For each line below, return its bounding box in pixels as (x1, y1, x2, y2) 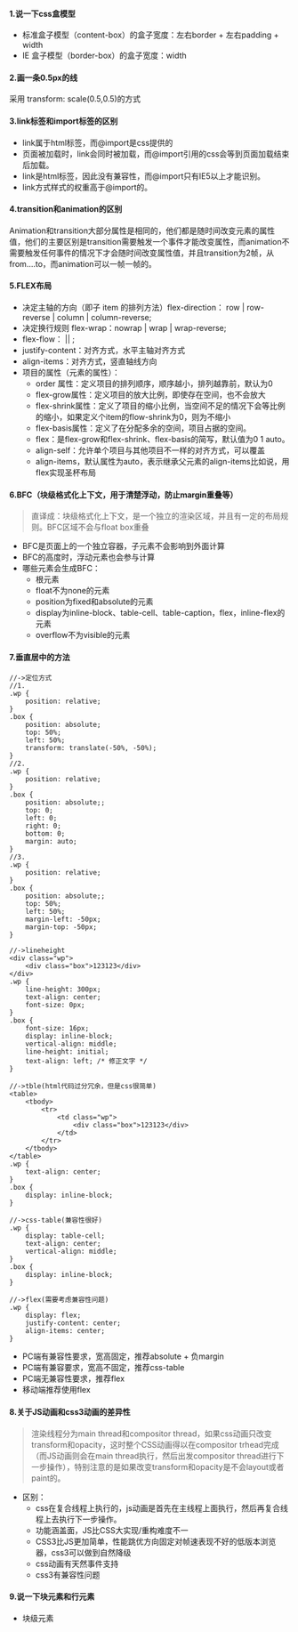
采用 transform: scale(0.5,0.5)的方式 (9, 93, 141, 104)
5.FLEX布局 (9, 280, 52, 291)
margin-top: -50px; (25, 923, 98, 932)
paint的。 (30, 1473, 66, 1483)
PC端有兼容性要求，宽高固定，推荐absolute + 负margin (21, 1351, 225, 1361)
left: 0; (25, 814, 58, 823)
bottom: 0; (25, 829, 66, 838)
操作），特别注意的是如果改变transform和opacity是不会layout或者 (46, 1461, 285, 1472)
